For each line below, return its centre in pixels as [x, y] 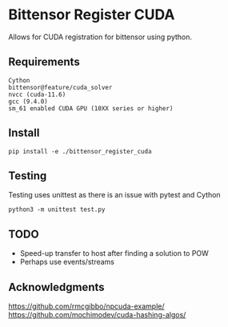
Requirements [44, 62]
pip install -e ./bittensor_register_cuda [80, 151]
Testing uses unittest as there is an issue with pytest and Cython [115, 195]
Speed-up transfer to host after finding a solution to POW [114, 253]
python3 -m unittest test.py [57, 209]
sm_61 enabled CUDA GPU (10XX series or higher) [91, 108]
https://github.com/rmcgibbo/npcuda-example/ [87, 306]
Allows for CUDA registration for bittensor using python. [100, 37]
